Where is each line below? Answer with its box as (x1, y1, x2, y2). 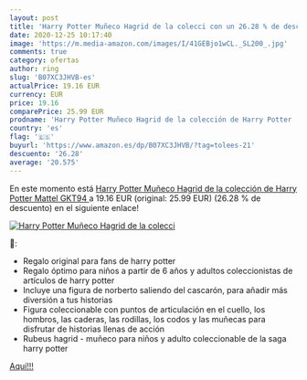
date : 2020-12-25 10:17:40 (9, 30, 112, 39)
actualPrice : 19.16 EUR (9, 81, 101, 90)
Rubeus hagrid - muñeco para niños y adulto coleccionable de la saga (22, 332, 287, 343)
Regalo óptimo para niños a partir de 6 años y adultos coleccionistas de (22, 265, 293, 276)
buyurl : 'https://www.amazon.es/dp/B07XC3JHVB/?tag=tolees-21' (9, 141, 256, 150)
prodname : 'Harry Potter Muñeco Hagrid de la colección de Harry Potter (9, 115, 292, 124)
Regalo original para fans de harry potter (22, 255, 176, 266)
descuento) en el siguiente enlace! (9, 202, 140, 213)
